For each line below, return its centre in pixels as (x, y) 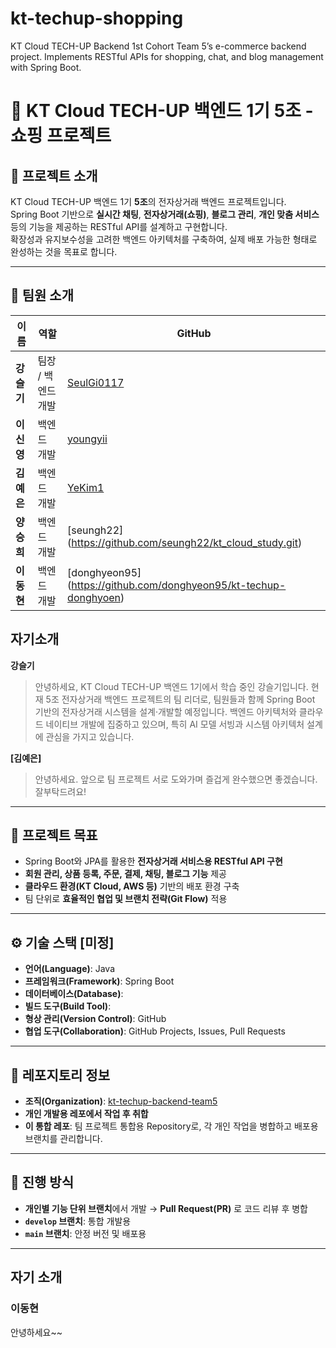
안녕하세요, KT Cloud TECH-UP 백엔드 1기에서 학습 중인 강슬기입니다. (171, 686)
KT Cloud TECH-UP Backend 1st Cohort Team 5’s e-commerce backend (158, 46)
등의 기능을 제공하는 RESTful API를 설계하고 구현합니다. (119, 226)
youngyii (87, 439)
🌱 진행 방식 (42, 1182)
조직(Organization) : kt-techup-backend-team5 (121, 1101)
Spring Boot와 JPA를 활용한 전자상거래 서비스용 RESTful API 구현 (153, 861)
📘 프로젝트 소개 (54, 175)
